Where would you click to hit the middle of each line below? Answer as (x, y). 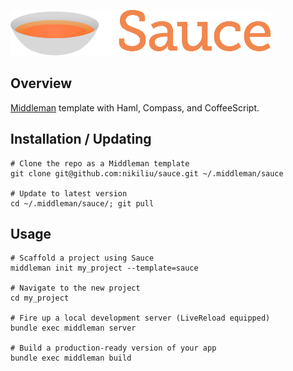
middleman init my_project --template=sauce (104, 268)
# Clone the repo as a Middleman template (100, 163)
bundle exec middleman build (71, 358)
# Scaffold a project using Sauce (82, 258)
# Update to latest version (69, 193)
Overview (41, 83)
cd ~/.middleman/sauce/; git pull (82, 203)
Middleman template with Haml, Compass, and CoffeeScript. (135, 107)
